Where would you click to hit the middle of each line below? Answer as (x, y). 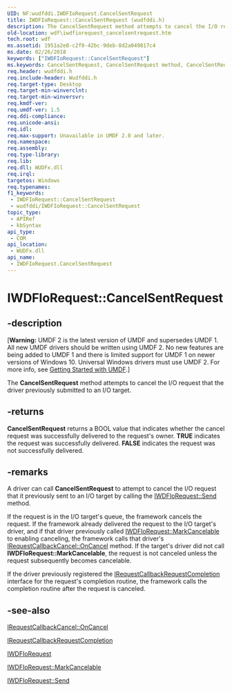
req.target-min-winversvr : (46, 97)
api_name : (21, 257)
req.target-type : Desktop (44, 84)
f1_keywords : (26, 193)
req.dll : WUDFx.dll (35, 167)
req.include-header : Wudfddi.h (52, 78)
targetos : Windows (33, 180)
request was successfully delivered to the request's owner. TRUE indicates (114, 436)
